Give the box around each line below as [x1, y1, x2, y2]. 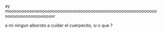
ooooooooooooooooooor [5, 13, 55, 19]
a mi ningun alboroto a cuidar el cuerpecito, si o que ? [5, 22, 113, 28]
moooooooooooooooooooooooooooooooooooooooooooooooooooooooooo [5, 8, 157, 14]
